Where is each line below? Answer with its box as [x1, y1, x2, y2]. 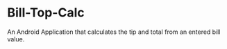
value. [7, 35, 25, 43]
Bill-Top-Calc [7, 5, 85, 21]
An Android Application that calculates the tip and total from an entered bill [7, 28, 221, 36]
